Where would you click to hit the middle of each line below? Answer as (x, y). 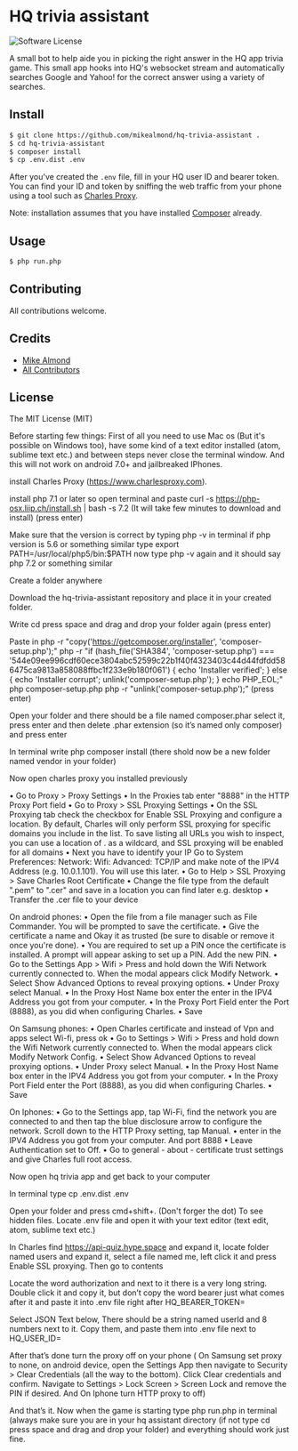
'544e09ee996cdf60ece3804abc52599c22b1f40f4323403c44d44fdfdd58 (148, 661)
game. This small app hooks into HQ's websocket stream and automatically (147, 68)
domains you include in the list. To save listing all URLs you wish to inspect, (147, 834)
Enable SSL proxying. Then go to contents (86, 1266)
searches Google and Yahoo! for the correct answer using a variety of (137, 77)
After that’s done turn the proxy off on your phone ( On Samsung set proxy (146, 1356)
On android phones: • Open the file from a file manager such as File (133, 917)
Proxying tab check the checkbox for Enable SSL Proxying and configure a (146, 815)
